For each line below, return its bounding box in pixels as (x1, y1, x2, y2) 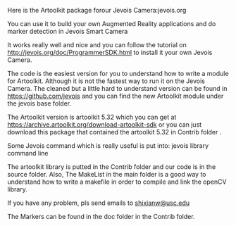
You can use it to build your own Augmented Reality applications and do (7, 20, 216, 27)
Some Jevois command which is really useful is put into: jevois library (7, 142, 209, 150)
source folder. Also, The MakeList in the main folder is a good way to (7, 170, 206, 178)
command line (7, 149, 49, 157)
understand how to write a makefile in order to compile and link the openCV (7, 177, 227, 186)
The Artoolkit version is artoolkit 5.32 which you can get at (7, 113, 177, 121)
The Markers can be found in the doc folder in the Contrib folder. (7, 213, 195, 220)
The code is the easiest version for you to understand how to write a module (7, 70, 229, 77)
